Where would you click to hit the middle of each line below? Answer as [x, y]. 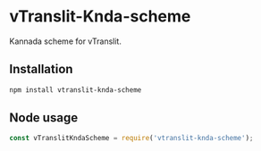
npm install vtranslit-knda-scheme [76, 90]
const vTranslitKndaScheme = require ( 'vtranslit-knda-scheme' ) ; [131, 138]
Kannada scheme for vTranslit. [66, 41]
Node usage [44, 118]
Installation [41, 69]
